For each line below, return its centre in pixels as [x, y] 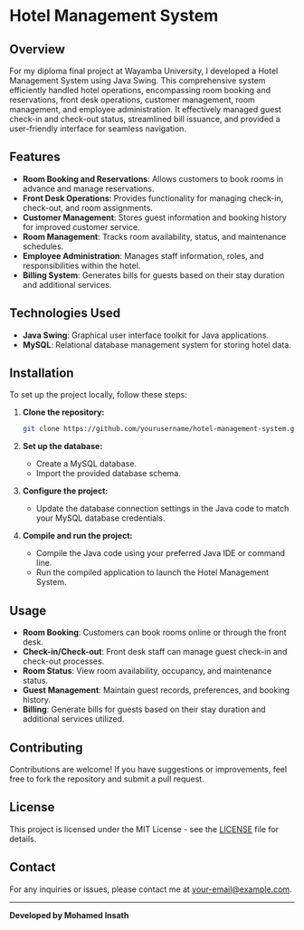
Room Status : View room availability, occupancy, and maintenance [147, 671]
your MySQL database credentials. [100, 518]
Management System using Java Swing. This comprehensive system [138, 81]
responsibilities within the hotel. [81, 265]
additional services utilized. [73, 719]
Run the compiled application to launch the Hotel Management [152, 572]
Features [35, 157]
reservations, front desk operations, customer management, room [132, 100]
